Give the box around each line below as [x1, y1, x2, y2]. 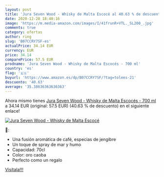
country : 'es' [5, 66, 34, 71]
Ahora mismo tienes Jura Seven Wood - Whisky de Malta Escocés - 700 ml [5, 98, 156, 103]
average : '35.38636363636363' [5, 84, 67, 89]
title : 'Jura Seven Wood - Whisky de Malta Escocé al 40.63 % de [5, 12, 141, 17]
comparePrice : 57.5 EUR [5, 57, 54, 62]
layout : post [5, 7, 32, 12]
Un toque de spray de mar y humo [12, 141, 82, 147]
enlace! [5, 108, 20, 114]
